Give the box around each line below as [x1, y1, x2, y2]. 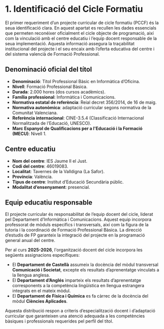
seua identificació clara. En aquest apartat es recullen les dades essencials [5, 25, 157, 30]
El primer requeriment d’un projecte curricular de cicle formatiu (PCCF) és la [5, 20, 159, 26]
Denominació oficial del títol [5, 65, 92, 74]
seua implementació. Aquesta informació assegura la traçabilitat [5, 40, 135, 46]
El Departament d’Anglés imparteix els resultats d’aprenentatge [12, 277, 141, 283]
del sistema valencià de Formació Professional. [5, 51, 100, 57]
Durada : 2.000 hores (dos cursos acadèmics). [12, 89, 106, 94]
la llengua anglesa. [12, 272, 50, 278]
